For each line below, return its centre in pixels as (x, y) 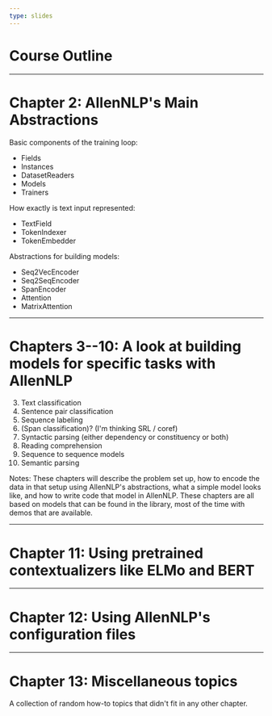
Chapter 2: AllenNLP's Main (104, 103)
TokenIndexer (44, 232)
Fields (31, 157)
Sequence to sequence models (73, 454)
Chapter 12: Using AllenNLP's (110, 617)
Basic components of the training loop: (73, 142)
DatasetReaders (48, 175)
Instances (37, 166)
